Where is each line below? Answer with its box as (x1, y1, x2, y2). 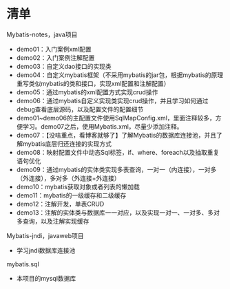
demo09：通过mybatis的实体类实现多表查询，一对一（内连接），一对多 (16, 165, 217, 173)
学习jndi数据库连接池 (16, 246, 76, 255)
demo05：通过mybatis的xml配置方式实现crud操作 (16, 87, 158, 96)
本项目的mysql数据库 (16, 274, 76, 282)
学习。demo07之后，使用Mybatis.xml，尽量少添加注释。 (22, 122, 183, 131)
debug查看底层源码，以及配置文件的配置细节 (16, 105, 144, 114)
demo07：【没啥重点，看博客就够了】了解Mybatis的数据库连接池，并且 (16, 131, 217, 139)
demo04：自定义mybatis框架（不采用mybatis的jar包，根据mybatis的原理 (16, 70, 224, 79)
